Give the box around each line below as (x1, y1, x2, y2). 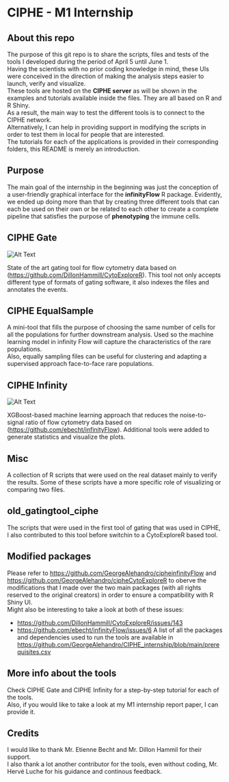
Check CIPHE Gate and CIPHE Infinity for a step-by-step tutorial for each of (7, 685, 219, 694)
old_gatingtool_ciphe (7, 505, 99, 517)
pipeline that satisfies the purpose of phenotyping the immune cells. (7, 212, 201, 220)
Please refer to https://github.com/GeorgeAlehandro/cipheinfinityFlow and (7, 569, 217, 577)
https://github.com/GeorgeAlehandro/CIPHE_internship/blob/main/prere (16, 640, 220, 648)
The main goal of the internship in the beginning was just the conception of (7, 183, 219, 191)
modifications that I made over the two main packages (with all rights (7, 583, 202, 591)
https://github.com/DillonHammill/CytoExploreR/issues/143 (16, 618, 183, 626)
